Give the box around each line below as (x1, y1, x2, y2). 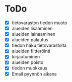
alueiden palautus (11, 37, 49, 43)
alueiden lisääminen (11, 26, 53, 31)
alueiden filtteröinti (11, 48, 51, 54)
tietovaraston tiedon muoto (11, 20, 68, 26)
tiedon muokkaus (11, 65, 48, 71)
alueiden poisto (11, 59, 44, 65)
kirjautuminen (11, 54, 40, 60)
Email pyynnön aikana (11, 71, 57, 77)
